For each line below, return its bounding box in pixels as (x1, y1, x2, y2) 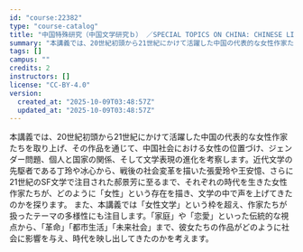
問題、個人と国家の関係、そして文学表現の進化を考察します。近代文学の (24, 154, 293, 165)
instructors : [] (9, 72, 70, 81)
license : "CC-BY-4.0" (9, 80, 91, 89)
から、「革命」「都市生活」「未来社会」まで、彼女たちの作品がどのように (16, 222, 282, 233)
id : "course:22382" (9, 13, 83, 23)
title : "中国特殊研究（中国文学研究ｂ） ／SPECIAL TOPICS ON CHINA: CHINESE (9, 30, 282, 39)
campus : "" (9, 55, 50, 64)
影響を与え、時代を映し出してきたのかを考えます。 (24, 233, 214, 244)
